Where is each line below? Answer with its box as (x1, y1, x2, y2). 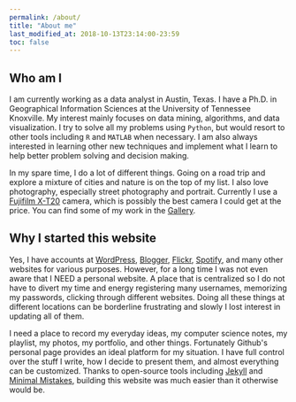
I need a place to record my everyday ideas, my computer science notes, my (9, 328, 288, 338)
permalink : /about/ (9, 12, 81, 22)
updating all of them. (9, 311, 85, 321)
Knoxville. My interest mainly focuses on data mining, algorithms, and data (9, 112, 280, 124)
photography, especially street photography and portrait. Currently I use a (9, 187, 278, 197)
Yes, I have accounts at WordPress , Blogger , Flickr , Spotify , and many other (9, 254, 284, 265)
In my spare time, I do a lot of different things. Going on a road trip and (9, 167, 266, 178)
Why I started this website (9, 231, 156, 246)
